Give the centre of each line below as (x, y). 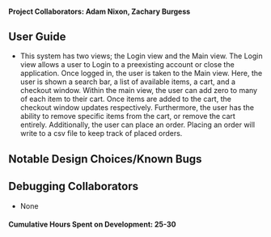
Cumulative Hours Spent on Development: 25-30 (92, 224)
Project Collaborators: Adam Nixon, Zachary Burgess (100, 11)
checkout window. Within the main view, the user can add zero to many (138, 91)
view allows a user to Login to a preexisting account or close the (127, 65)
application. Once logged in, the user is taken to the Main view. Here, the (141, 74)
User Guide (37, 36)
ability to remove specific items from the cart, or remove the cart (128, 116)
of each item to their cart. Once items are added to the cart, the (126, 99)
